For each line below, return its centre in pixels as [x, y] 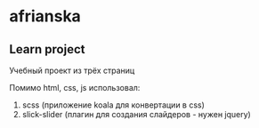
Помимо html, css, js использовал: [75, 88]
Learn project [47, 49]
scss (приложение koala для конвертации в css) [113, 105]
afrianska [45, 16]
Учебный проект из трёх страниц [72, 70]
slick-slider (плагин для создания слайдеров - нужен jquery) [136, 114]
